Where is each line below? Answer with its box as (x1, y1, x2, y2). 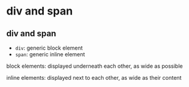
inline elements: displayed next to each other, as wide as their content (6, 74, 182, 81)
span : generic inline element (15, 51, 85, 58)
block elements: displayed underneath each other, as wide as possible (6, 62, 183, 69)
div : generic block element (15, 44, 84, 51)
